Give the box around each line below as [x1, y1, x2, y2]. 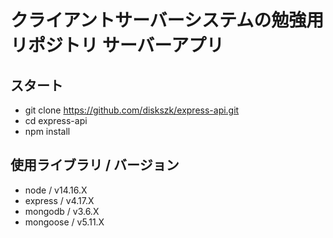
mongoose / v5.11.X [24, 216, 105, 228]
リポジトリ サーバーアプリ [10, 34, 225, 57]
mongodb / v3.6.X [24, 205, 100, 217]
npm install [24, 126, 71, 137]
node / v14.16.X [24, 184, 88, 196]
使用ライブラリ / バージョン [10, 157, 180, 174]
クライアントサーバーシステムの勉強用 [10, 9, 325, 32]
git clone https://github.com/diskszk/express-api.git [24, 104, 240, 116]
